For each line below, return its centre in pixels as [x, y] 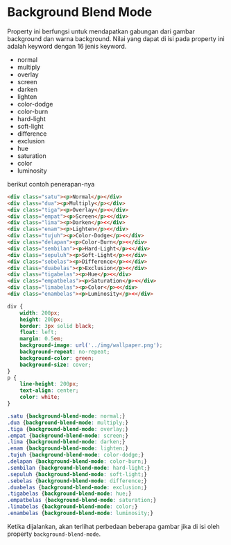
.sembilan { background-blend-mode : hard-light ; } [79, 468]
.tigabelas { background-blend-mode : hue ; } [69, 494]
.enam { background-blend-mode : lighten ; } [68, 449]
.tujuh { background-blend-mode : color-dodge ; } [76, 455]
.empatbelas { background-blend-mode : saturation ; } [82, 500]
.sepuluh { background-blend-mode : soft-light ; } [77, 474]
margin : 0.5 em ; [42, 339]
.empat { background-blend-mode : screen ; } [68, 436]
